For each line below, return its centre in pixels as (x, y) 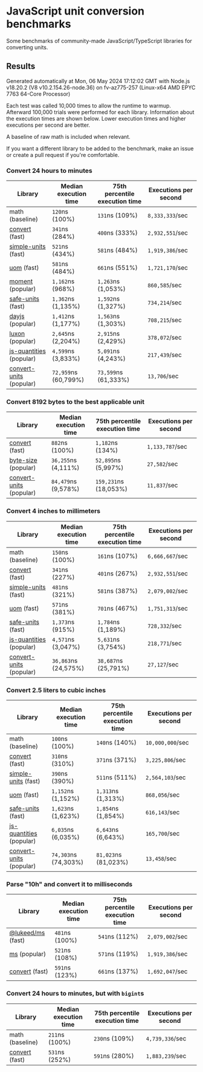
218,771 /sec (165, 643)
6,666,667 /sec (168, 556)
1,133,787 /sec (167, 447)
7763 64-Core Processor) (38, 94)
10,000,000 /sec (167, 742)
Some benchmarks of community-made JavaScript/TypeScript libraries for (99, 41)
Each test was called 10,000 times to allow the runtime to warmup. (89, 106)
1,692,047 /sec (167, 971)
